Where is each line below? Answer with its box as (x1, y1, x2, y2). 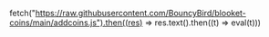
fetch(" (9, 8, 36, 18)
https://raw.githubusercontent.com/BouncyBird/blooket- (35, 8, 246, 18)
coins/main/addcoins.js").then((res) (9, 17, 143, 28)
